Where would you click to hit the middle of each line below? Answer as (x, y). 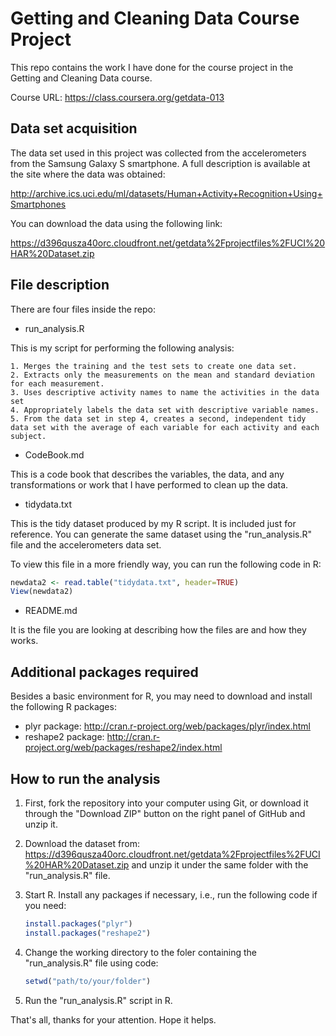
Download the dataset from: (82, 843)
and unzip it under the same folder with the (220, 864)
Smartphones (38, 204)
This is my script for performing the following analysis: (122, 348)
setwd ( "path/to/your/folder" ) (88, 981)
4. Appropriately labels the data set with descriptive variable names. (165, 410)
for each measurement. (57, 383)
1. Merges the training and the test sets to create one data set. (154, 366)
